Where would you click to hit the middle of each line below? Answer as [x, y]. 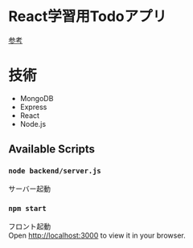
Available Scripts [51, 149]
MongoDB [37, 98]
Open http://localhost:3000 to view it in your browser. [97, 235]
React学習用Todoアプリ [88, 16]
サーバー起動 [29, 189]
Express [33, 107]
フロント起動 [29, 226]
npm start [27, 209]
